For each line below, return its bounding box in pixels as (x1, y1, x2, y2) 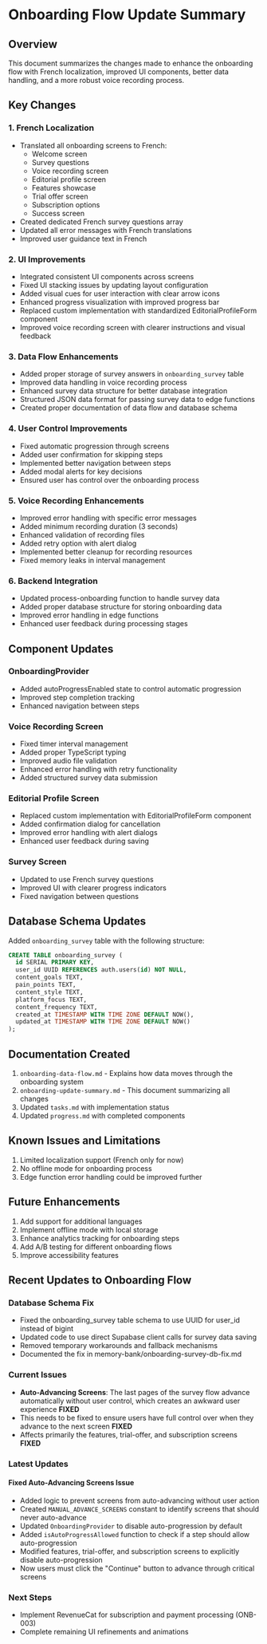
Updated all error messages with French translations (19, 225, 193, 235)
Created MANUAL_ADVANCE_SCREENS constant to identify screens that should (19, 1504, 260, 1513)
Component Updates (8, 642, 114, 656)
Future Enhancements (8, 1195, 121, 1209)
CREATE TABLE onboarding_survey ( (8, 951, 124, 959)
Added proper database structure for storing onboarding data (19, 602, 222, 612)
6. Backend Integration (8, 575, 98, 586)
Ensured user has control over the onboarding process (19, 475, 199, 484)
